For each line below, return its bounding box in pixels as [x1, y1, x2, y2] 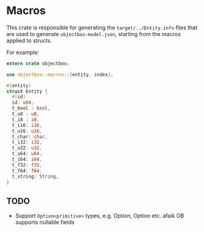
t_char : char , [12, 134, 48, 140]
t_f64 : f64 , [12, 167, 43, 174]
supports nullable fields [15, 219, 75, 226]
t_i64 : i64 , [12, 156, 43, 162]
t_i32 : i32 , [12, 139, 43, 145]
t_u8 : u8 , [12, 111, 40, 117]
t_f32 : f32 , [12, 162, 43, 168]
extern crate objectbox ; [6, 60, 70, 67]
